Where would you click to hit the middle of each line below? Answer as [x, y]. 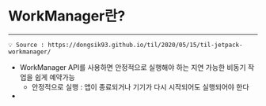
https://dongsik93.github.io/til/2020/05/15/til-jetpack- [145, 45]
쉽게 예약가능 [55, 77]
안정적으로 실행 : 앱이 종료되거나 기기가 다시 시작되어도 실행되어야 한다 [140, 86]
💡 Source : [27, 45]
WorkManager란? [67, 16]
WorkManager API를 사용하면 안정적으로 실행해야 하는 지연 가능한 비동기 [133, 67]
